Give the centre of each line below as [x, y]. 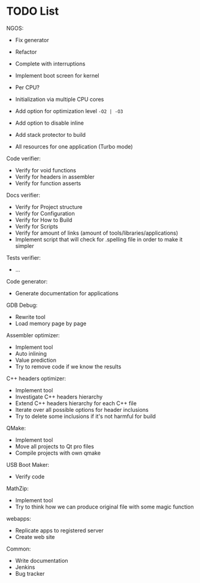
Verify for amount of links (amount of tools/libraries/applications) [97, 233]
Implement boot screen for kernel [57, 75]
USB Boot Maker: [28, 464]
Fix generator [32, 40]
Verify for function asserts [48, 183]
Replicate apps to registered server [59, 530]
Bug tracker [30, 573]
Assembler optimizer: [33, 335]
